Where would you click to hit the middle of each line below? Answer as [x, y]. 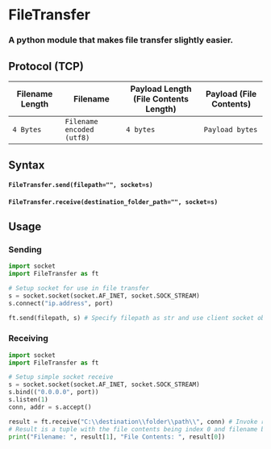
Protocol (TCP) [46, 66]
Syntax [27, 166]
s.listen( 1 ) [28, 400]
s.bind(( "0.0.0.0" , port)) [54, 393]
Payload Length [161, 89]
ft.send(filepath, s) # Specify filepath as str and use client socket [131, 318]
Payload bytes [231, 129]
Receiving [28, 339]
